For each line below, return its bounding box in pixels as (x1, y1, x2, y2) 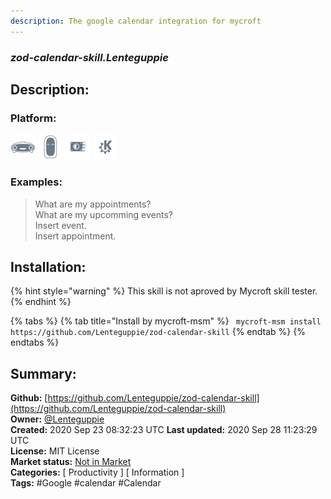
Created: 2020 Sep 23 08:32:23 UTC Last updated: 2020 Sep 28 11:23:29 (10, 424, 318, 436)
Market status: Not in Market (10, 456, 132, 468)
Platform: (10, 111, 57, 125)
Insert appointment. (34, 230, 117, 242)
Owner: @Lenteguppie (10, 413, 105, 425)
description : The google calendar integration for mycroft (10, 16, 262, 26)
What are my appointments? (34, 198, 152, 210)
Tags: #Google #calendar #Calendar (10, 477, 162, 489)
